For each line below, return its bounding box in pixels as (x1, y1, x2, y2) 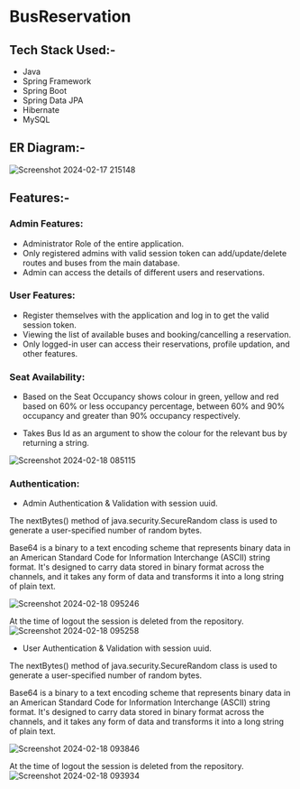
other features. (22, 348, 78, 358)
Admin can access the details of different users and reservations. (22, 266, 266, 277)
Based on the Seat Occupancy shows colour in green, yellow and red (22, 391, 279, 403)
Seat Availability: (9, 370, 86, 383)
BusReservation (9, 6, 132, 27)
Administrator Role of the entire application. (22, 237, 185, 249)
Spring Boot (22, 86, 68, 96)
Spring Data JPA (22, 95, 84, 106)
